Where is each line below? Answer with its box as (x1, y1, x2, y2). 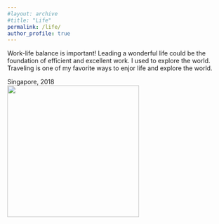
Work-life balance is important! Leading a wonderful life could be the (7, 49, 206, 58)
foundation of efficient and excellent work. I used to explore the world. (7, 57, 211, 65)
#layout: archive (7, 10, 58, 18)
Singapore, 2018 (7, 78, 55, 86)
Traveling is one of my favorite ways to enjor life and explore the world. (7, 64, 213, 72)
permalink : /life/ (7, 23, 61, 30)
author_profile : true (7, 29, 71, 37)
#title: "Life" (7, 17, 52, 24)
